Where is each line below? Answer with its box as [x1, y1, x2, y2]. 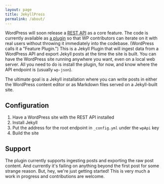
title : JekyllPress [5, 12, 45, 17]
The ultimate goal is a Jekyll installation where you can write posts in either [5, 76, 158, 82]
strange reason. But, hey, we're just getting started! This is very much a [5, 168, 150, 174]
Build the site [12, 130, 39, 136]
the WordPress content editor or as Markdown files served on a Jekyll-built [5, 82, 158, 88]
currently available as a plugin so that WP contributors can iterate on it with [5, 35, 158, 41]
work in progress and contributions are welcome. [5, 174, 105, 179]
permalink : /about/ [5, 16, 45, 21]
